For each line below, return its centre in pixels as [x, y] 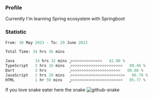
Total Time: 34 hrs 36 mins [35, 52]
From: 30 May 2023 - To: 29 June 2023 [46, 42]
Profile [14, 8]
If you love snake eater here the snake [45, 90]
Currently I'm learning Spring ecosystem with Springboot [65, 19]
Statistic [16, 32]
